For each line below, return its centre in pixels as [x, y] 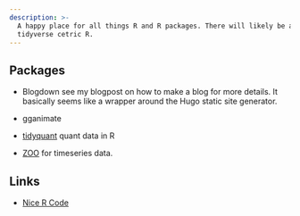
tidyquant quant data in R [68, 136]
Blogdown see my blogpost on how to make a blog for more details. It [150, 92]
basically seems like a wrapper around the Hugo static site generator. [150, 101]
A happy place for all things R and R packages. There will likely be [151, 26]
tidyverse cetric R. [55, 34]
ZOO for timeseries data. [67, 154]
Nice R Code [46, 203]
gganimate [42, 119]
